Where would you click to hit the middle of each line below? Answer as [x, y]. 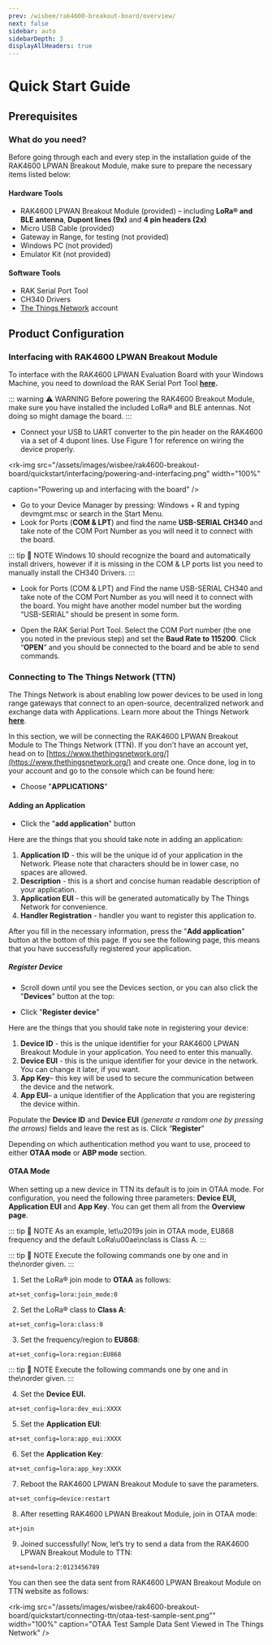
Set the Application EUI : [60, 1424]
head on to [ [29, 753]
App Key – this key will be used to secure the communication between [137, 1078]
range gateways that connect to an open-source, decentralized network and [136, 703]
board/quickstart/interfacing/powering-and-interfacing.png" [109, 474]
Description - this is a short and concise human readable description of [140, 881]
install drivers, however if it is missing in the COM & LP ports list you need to [136, 564]
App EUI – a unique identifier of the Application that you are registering [138, 1095]
